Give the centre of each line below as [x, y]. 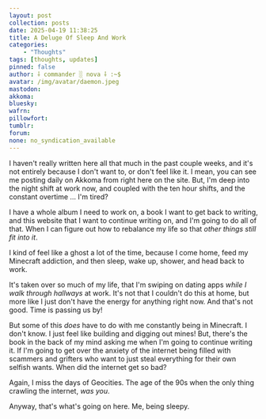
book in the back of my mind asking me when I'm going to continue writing [131, 342]
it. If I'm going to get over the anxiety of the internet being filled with [120, 350]
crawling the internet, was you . [59, 391]
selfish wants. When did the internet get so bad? [88, 367]
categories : [28, 45]
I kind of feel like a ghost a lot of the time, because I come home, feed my [129, 252]
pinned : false [32, 67]
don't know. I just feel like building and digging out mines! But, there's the [128, 334]
